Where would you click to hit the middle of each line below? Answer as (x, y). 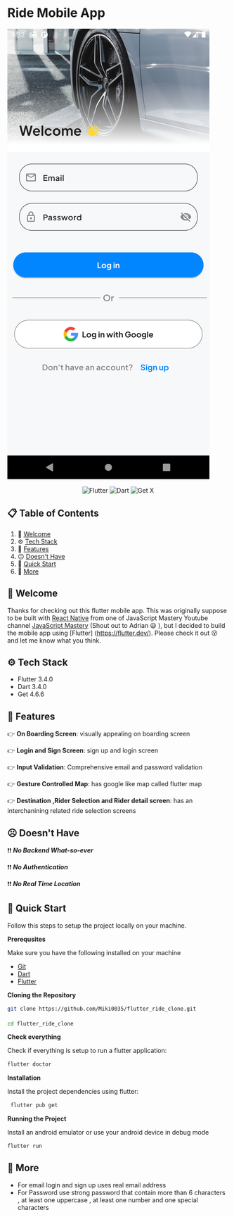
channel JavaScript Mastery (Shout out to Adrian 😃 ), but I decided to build (116, 625)
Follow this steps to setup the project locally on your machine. (97, 925)
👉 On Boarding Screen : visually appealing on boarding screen (99, 734)
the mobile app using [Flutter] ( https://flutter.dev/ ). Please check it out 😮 (112, 633)
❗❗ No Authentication (38, 867)
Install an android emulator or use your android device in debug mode (108, 1133)
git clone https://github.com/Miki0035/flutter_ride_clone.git (102, 1009)
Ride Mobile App (56, 13)
